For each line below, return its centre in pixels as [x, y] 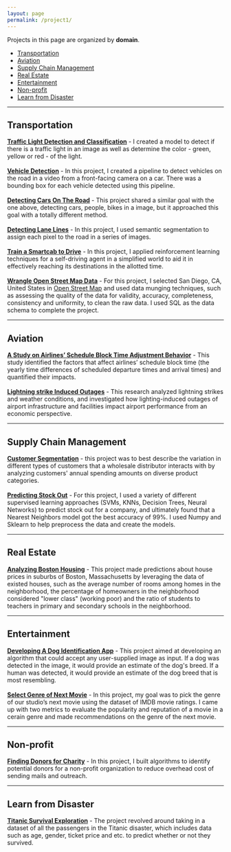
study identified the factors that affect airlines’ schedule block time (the [108, 362]
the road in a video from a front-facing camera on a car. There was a [104, 178]
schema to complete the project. [53, 310]
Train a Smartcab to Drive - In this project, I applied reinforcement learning [113, 252]
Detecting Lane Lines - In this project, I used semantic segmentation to [108, 230]
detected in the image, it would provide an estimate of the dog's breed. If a [113, 665]
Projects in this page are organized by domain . [73, 39]
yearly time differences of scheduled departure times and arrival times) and [114, 370]
